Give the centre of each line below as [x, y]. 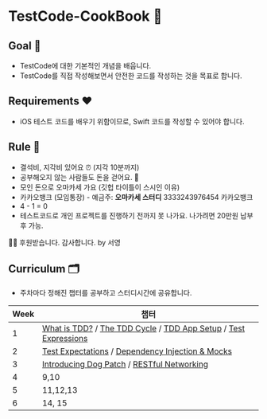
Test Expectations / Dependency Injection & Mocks [137, 351]
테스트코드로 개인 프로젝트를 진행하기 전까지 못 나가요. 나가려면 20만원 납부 [136, 215]
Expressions [65, 339]
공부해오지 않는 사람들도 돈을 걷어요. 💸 [79, 177]
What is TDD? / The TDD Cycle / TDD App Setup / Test [143, 328]
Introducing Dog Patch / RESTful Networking [126, 364]
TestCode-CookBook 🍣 [85, 16]
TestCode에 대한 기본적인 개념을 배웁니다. [85, 66]
